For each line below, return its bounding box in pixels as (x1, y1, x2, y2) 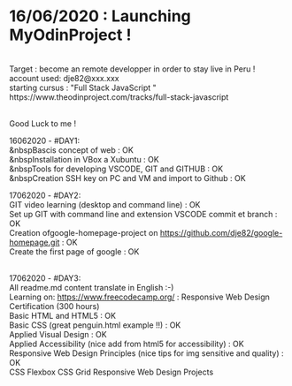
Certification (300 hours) (9, 300, 100, 311)
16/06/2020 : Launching (9, 6, 192, 26)
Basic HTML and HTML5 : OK (9, 310, 117, 321)
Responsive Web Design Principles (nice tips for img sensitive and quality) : (9, 347, 285, 359)
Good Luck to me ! (9, 117, 77, 129)
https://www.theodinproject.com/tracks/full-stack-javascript (9, 91, 229, 102)
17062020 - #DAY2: (9, 190, 81, 201)
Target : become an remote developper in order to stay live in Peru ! (9, 64, 256, 74)
